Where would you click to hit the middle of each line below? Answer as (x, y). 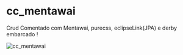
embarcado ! (22, 34)
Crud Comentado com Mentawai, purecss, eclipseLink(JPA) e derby (92, 28)
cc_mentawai (41, 11)
